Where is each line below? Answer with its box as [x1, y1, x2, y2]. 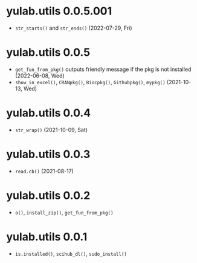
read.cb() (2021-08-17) [15, 167, 74, 175]
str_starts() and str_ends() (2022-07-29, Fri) [15, 24, 132, 32]
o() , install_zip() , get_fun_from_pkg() [15, 208, 114, 216]
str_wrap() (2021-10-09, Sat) [15, 126, 88, 133]
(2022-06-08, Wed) [15, 72, 65, 79]
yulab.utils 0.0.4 [6, 106, 91, 120]
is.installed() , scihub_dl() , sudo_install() [15, 250, 127, 257]
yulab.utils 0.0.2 [6, 188, 91, 202]
